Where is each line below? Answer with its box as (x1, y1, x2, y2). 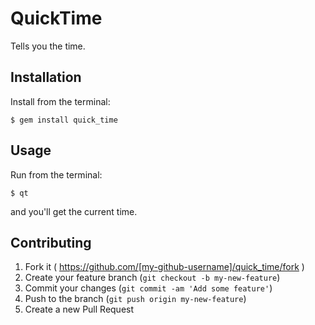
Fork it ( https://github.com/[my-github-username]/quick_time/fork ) (24, 261, 305, 273)
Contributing (10, 234, 92, 251)
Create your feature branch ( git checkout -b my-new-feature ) (24, 272, 281, 284)
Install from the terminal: (10, 95, 111, 107)
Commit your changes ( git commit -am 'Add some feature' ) (24, 282, 273, 294)
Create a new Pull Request (24, 303, 135, 316)
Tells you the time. (10, 40, 86, 52)
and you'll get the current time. (10, 205, 138, 217)
